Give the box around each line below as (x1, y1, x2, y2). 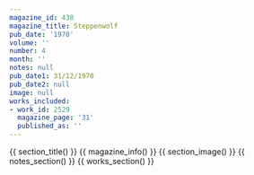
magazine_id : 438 (9, 13, 74, 22)
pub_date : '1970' (9, 30, 74, 39)
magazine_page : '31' (17, 113, 94, 122)
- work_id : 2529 (9, 105, 70, 114)
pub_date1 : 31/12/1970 (9, 72, 94, 81)
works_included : (9, 96, 70, 106)
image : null (9, 88, 54, 97)
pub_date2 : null (9, 80, 70, 89)
